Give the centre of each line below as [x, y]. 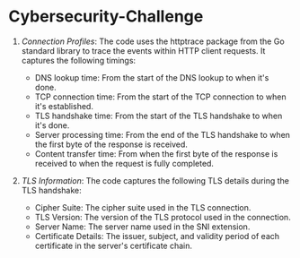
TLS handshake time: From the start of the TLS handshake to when [159, 116]
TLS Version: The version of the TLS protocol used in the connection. [163, 217]
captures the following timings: [79, 60]
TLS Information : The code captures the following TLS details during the [155, 180]
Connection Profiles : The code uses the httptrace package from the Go [153, 41]
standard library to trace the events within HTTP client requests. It [143, 50]
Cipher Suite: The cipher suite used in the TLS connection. [143, 207]
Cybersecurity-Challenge [106, 17]
